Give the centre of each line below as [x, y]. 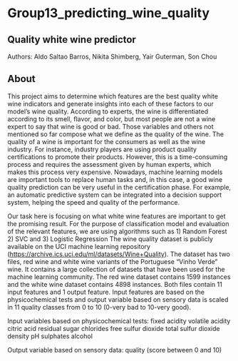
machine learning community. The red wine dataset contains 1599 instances [119, 277]
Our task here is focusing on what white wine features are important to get [117, 216]
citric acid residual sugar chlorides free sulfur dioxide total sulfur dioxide [114, 328]
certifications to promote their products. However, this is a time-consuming [118, 157]
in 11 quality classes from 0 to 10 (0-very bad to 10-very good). [99, 307]
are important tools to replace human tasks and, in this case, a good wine [115, 179]
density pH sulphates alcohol [50, 336]
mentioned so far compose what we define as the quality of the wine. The [116, 134]
